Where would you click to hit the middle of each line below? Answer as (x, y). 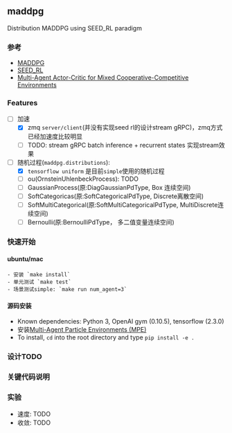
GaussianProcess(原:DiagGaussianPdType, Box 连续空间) (109, 187)
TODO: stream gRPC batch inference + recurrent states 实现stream (123, 145)
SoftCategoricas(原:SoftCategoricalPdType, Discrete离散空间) (116, 196)
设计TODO (25, 357)
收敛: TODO (34, 423)
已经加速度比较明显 (55, 136)
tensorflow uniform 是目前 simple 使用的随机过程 (96, 171)
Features (23, 103)
